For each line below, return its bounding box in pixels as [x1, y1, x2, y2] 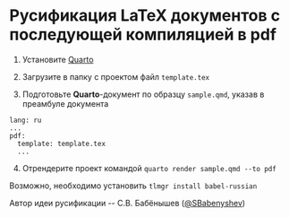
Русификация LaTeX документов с [9, 5, 280, 26]
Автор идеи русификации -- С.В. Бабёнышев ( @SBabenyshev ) [9, 197, 246, 208]
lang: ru [9, 116, 42, 125]
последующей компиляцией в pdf [9, 24, 277, 45]
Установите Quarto [21, 54, 94, 65]
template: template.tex [17, 139, 106, 148]
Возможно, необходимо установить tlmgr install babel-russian [9, 180, 258, 191]
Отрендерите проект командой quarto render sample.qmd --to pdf [21, 162, 277, 173]
